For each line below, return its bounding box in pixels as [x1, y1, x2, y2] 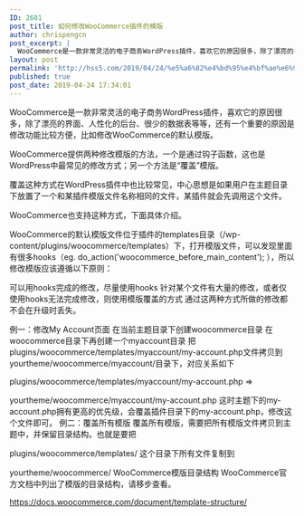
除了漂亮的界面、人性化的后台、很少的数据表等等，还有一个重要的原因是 [24, 118, 295, 129]
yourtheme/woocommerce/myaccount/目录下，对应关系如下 [9, 358, 235, 368]
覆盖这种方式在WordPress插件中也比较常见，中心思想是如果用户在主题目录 [9, 178, 289, 190]
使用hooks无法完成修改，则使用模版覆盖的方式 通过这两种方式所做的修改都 [9, 293, 289, 304]
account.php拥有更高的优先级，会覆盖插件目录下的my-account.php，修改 [9, 406, 285, 416]
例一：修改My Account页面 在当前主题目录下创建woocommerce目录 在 [9, 323, 273, 335]
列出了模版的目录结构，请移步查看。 [40, 478, 176, 489]
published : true [9, 72, 71, 81]
